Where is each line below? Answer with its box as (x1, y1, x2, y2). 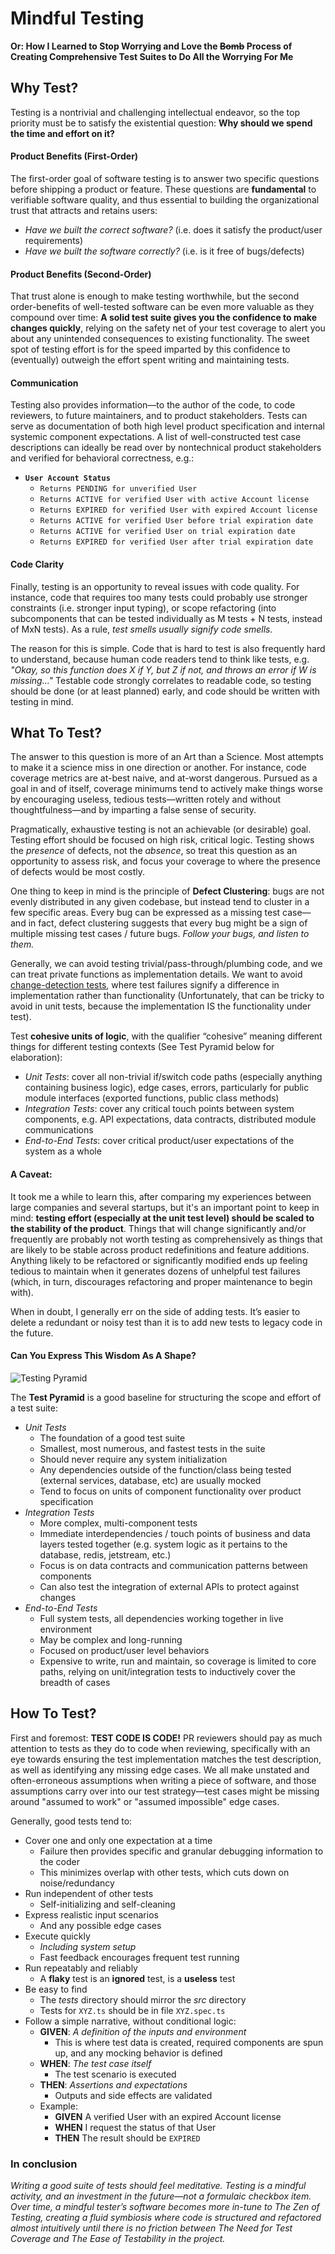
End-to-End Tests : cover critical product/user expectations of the (24, 1135, 295, 1147)
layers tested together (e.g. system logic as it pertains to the (39, 1538, 288, 1550)
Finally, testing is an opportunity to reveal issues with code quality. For (10, 580, 300, 592)
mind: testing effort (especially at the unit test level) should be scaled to (10, 1212, 315, 1224)
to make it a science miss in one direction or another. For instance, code (10, 762, 307, 774)
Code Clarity (10, 558, 65, 570)
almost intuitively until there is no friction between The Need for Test (10, 2222, 293, 2234)
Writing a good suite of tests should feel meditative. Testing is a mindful (10, 2179, 307, 2191)
